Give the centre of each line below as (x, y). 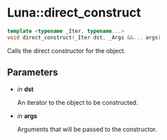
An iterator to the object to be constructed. (78, 102)
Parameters (33, 73)
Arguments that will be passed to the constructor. (87, 129)
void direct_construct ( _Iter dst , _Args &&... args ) (84, 37)
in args (27, 116)
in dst (25, 89)
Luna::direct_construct (74, 13)
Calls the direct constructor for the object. (66, 50)
